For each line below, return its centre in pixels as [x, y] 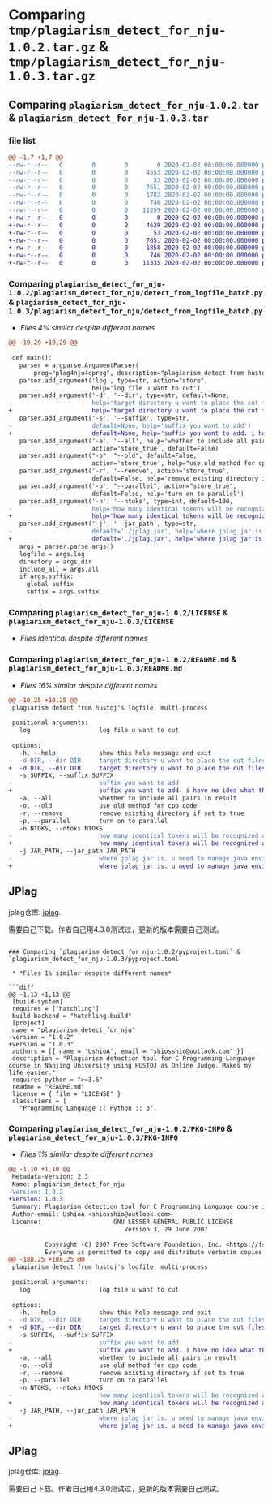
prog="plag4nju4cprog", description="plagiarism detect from [139, 373]
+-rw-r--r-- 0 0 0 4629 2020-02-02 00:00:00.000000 [134, 225]
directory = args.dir [55, 562]
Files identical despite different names [84, 638]
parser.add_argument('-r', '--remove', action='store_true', [124, 471]
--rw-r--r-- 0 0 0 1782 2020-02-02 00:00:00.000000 [134, 195]
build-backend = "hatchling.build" [72, 1016]
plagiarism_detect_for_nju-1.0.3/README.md [96, 669]
